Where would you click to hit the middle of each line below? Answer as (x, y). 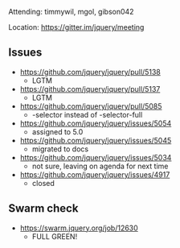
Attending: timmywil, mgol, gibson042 (71, 12)
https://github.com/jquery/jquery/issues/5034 (96, 157)
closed (43, 183)
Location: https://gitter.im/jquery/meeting (76, 27)
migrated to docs (60, 149)
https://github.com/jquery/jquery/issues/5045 (96, 140)
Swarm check (43, 209)
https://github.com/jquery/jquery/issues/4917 (95, 174)
